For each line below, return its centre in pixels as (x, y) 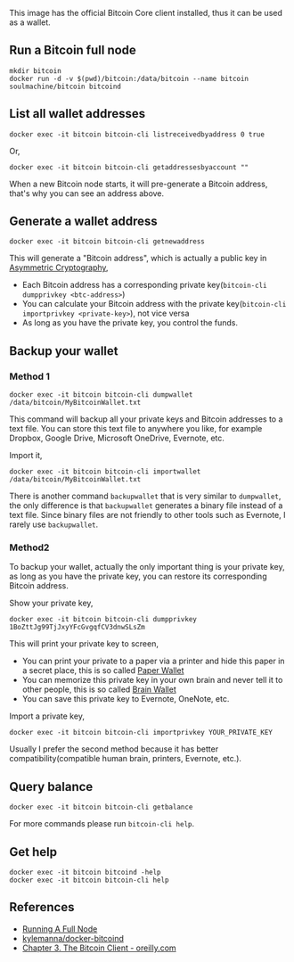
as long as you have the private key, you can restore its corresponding (138, 576)
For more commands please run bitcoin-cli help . (102, 824)
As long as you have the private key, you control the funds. (130, 323)
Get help (33, 852)
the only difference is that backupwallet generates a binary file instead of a (146, 506)
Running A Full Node (60, 929)
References (42, 907)
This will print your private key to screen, (84, 644)
